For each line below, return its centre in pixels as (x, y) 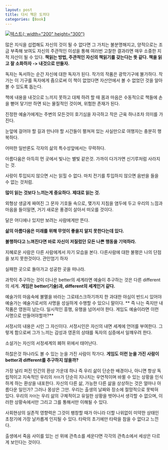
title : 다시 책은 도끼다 (28, 15)
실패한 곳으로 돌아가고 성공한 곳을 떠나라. (45, 269)
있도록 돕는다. (29, 87)
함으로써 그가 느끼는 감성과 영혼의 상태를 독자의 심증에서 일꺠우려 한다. (83, 333)
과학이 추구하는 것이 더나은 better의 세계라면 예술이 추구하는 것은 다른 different (83, 280)
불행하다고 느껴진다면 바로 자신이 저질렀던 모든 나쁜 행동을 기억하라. (71, 242)
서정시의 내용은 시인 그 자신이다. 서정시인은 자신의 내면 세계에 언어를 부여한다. (81, 326)
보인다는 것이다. (26, 442)
